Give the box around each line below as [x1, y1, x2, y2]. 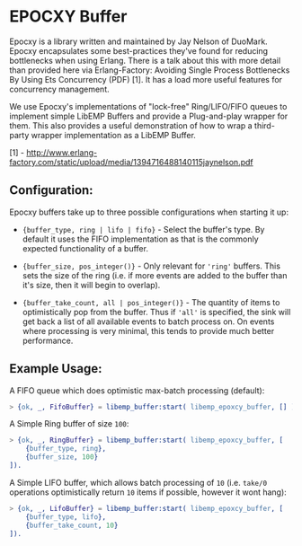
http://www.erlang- [26, 146, 97, 158]
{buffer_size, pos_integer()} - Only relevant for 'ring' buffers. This [22, 260, 281, 271]
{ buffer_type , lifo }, [25, 512, 106, 522]
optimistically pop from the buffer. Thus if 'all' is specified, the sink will [22, 306, 291, 317]
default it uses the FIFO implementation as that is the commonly [22, 233, 259, 244]
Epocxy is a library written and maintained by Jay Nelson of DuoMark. [9, 36, 268, 47]
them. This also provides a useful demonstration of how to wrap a [9, 119, 253, 131]
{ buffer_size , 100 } [25, 453, 99, 462]
